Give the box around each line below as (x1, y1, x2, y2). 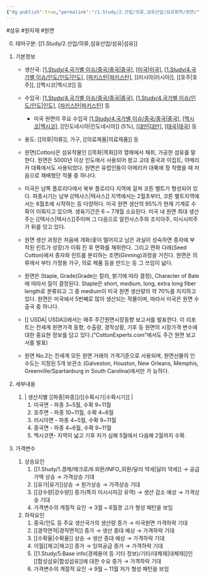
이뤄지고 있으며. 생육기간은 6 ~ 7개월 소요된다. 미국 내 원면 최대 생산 (36, 207, 199, 215)
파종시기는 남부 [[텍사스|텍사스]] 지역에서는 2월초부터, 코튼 (32, 192, 174, 199)
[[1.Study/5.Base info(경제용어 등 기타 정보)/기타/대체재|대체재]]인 (33, 550, 193, 557)
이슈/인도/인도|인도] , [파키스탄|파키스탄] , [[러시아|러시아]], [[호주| (36, 73, 193, 80)
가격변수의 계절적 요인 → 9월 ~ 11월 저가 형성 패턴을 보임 (33, 565, 169, 572)
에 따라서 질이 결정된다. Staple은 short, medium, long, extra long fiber (24, 280, 196, 287)
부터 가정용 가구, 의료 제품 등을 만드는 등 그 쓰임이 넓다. (40, 259, 173, 266)
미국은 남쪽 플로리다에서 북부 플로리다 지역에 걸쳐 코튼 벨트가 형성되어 (24, 185, 192, 192)
